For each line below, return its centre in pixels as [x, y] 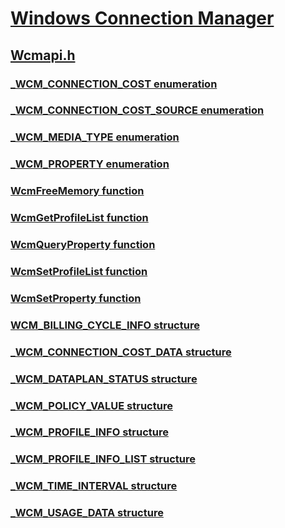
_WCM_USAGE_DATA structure [87, 513]
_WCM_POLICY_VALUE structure [91, 405]
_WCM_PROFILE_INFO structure [89, 432]
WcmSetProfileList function [79, 271]
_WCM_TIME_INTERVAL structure [94, 486]
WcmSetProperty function [76, 298]
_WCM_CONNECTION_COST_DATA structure [121, 352]
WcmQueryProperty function [83, 245]
